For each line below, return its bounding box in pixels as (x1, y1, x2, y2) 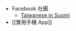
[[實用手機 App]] (11, 19, 52, 25)
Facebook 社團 (11, 5, 49, 12)
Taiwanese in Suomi (20, 12, 70, 19)
